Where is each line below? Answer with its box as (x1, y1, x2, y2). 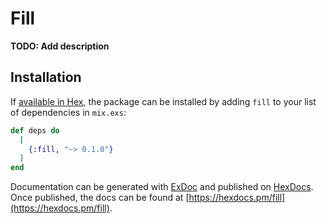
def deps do (10, 125, 60, 136)
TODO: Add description (10, 40, 110, 52)
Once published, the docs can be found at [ (10, 192, 190, 204)
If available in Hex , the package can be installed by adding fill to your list (10, 95, 317, 107)
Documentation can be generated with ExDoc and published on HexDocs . (10, 181, 314, 193)
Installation (10, 69, 82, 86)
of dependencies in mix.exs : (10, 106, 127, 118)
